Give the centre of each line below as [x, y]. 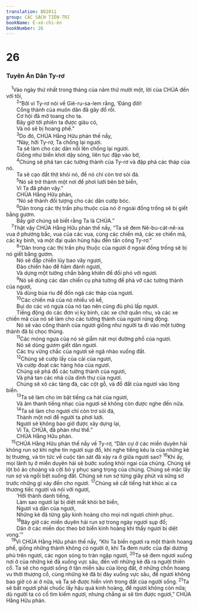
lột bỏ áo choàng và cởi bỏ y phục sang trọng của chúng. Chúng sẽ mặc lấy [98, 470]
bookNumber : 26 [25, 28]
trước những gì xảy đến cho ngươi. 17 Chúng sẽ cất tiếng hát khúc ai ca [92, 482]
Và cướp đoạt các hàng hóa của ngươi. [64, 365]
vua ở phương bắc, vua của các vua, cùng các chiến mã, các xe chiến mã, [96, 234]
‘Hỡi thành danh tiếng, [43, 496]
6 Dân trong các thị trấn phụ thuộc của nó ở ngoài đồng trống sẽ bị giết [102, 208]
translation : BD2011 [32, 12]
